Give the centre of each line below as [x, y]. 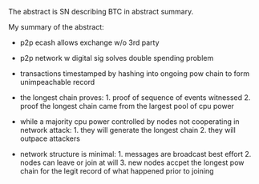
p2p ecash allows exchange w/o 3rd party [89, 42]
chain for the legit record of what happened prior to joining [117, 171]
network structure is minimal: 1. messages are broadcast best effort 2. [136, 154]
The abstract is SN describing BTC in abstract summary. [101, 12]
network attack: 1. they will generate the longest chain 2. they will [128, 130]
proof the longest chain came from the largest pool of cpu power [127, 106]
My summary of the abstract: [56, 27]
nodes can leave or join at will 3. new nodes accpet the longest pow [132, 162]
